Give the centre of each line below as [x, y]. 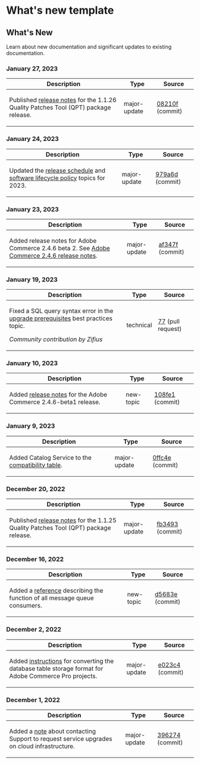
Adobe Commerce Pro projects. [53, 676]
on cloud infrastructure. [42, 746]
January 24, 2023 [33, 139]
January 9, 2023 [31, 426]
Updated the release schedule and [57, 170]
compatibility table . [36, 465]
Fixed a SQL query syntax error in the [61, 311]
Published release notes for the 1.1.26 [63, 100]
